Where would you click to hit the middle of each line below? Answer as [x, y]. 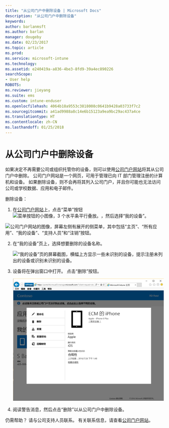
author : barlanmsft [26, 27]
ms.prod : [14, 53]
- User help [18, 80]
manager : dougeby [23, 37]
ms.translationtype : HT [30, 117]
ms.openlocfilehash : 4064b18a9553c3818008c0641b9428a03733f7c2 [73, 106]
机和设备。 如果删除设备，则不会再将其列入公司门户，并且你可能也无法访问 [83, 182]
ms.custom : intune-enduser [33, 101]
